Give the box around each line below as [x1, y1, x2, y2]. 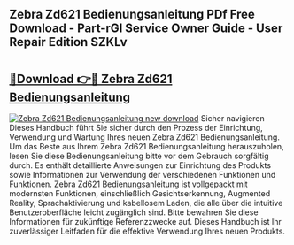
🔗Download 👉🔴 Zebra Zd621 [9, 71, 173, 87]
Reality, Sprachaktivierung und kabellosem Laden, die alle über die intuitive [9, 198, 283, 208]
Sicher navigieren [200, 113, 265, 123]
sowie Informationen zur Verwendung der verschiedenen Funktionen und [9, 170, 276, 180]
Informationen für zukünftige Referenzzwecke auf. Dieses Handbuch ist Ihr [9, 217, 282, 226]
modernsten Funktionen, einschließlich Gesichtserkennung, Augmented [9, 188, 271, 198]
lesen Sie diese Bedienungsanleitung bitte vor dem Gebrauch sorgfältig [9, 150, 269, 161]
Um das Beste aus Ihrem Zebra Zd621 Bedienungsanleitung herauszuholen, [9, 142, 285, 151]
